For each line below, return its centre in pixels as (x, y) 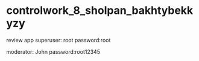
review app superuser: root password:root (58, 40)
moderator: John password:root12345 (53, 51)
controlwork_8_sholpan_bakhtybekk (100, 11)
